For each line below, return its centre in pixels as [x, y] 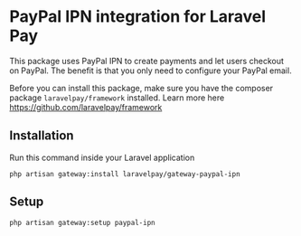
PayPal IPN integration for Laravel [138, 17]
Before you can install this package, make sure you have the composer [141, 88]
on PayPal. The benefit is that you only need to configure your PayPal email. [150, 71]
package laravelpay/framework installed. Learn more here [117, 98]
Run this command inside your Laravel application [102, 157]
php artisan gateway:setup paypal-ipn [82, 222]
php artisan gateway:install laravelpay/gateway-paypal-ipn [125, 174]
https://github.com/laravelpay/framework [86, 107]
